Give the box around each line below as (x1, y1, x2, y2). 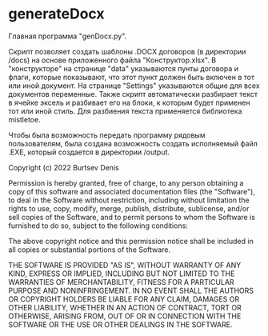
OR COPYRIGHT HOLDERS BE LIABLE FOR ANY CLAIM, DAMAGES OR (8, 294, 240, 304)
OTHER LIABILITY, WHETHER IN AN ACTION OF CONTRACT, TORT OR (8, 302, 242, 312)
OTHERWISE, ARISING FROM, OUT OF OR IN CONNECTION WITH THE (8, 311, 242, 321)
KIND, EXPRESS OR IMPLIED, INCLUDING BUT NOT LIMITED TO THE (8, 269, 235, 278)
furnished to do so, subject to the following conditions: (8, 221, 188, 230)
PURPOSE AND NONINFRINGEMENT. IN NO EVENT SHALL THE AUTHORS (8, 286, 254, 295)
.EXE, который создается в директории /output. (8, 147, 170, 157)
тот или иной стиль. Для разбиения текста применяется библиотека (8, 106, 242, 116)
